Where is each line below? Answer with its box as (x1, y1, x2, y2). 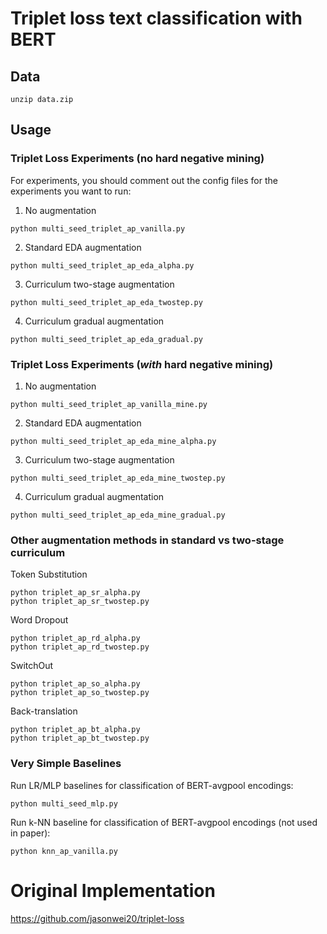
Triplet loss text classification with (10, 7, 303, 30)
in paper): (10, 827, 51, 839)
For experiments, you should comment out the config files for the (10, 174, 278, 186)
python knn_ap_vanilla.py (10, 846, 118, 856)
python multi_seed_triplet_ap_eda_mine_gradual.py (10, 510, 226, 520)
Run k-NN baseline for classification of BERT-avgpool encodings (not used (10, 816, 318, 828)
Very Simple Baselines (10, 757, 122, 771)
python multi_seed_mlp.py (10, 798, 118, 809)
